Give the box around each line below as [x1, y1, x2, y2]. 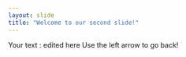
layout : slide [8, 11, 55, 20]
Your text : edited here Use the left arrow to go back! [8, 40, 179, 49]
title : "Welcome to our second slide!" [8, 19, 139, 27]
